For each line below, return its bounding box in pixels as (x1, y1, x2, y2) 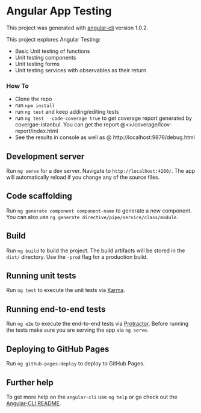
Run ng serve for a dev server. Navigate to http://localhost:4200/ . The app (6, 167, 196, 175)
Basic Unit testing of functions (14, 47, 90, 55)
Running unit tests (6, 271, 76, 281)
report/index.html (14, 128, 58, 135)
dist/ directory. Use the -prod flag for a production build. (6, 253, 148, 260)
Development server (6, 151, 85, 161)
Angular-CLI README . (6, 399, 61, 407)
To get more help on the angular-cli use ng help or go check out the (6, 393, 178, 400)
